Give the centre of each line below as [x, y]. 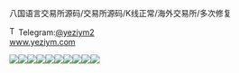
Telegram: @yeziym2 [56, 32]
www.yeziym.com [42, 42]
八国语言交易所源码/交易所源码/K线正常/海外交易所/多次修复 [120, 13]
